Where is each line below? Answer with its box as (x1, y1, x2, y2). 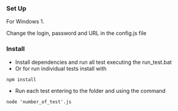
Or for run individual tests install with (15, 65, 107, 72)
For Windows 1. (6, 18, 44, 25)
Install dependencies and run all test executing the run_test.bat (15, 59, 172, 66)
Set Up (6, 4, 27, 13)
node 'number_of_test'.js (6, 98, 71, 105)
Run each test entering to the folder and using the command (15, 87, 166, 94)
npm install (6, 77, 36, 83)
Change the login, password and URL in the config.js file (6, 30, 147, 37)
